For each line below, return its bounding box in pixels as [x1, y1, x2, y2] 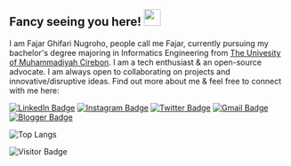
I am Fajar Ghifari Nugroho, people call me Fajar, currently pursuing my [9, 37, 269, 49]
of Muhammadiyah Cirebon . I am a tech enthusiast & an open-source [9, 57, 263, 67]
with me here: [9, 85, 60, 96]
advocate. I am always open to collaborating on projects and [9, 66, 231, 76]
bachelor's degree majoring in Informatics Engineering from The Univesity [9, 47, 281, 58]
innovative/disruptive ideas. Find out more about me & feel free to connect [9, 75, 282, 86]
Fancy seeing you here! [9, 14, 142, 29]
